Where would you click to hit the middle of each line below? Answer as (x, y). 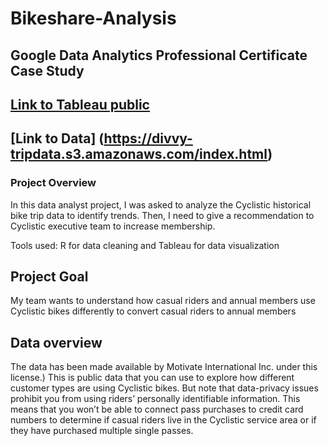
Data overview (56, 342)
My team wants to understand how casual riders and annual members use (163, 301)
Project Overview (53, 183)
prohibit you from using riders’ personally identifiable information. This (155, 399)
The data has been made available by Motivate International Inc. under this (164, 367)
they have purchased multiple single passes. (102, 431)
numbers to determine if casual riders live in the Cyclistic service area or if (163, 420)
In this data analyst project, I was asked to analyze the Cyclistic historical (161, 204)
